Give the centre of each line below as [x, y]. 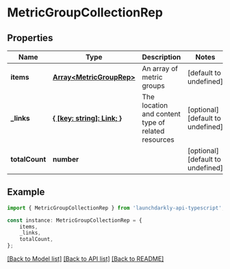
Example [26, 192]
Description [162, 57]
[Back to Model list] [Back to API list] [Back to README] [86, 259]
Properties [30, 38]
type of [154, 123]
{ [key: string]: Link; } [87, 118]
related [153, 131]
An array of [160, 68]
